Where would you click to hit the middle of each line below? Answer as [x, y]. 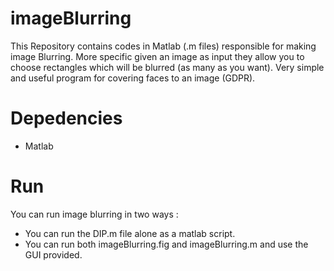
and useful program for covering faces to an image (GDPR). [133, 78]
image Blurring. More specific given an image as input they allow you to [157, 56]
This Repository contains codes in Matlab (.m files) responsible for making [163, 46]
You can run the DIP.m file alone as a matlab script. [130, 233]
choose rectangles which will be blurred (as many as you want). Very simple [167, 67]
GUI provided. [53, 254]
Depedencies [66, 118]
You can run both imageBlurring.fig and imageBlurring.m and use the [166, 244]
